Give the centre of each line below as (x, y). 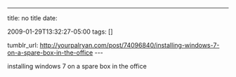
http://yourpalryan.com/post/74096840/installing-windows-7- (130, 45)
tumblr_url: (23, 45)
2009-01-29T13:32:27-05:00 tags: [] (60, 31)
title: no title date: (32, 18)
